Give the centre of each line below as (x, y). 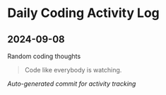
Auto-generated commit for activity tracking (72, 84)
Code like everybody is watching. (73, 70)
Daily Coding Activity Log (84, 13)
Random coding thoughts (44, 56)
